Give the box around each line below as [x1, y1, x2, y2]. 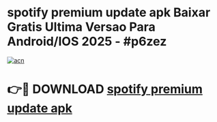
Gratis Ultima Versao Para [7, 19, 156, 35]
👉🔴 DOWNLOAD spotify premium [7, 82, 203, 97]
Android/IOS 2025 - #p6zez [7, 34, 167, 49]
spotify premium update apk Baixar [7, 5, 211, 20]
